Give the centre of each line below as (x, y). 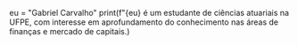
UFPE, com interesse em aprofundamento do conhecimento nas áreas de (144, 22)
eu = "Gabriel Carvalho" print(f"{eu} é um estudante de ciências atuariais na (149, 13)
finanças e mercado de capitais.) (70, 31)
